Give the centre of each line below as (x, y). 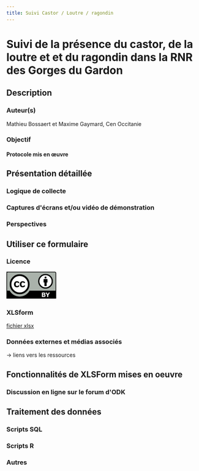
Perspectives (27, 224)
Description (29, 93)
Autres (17, 462)
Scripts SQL (24, 429)
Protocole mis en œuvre (37, 154)
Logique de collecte (36, 191)
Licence (18, 261)
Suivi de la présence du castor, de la (100, 44)
